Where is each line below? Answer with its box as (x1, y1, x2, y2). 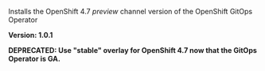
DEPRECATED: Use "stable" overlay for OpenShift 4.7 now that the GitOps (8, 46, 257, 54)
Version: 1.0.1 (8, 31, 53, 39)
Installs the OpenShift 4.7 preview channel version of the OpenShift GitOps (8, 7, 253, 16)
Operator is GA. (8, 54, 61, 63)
